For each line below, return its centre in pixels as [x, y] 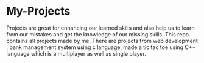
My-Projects [38, 11]
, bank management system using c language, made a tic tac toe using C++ [101, 47]
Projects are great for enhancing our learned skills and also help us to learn [100, 28]
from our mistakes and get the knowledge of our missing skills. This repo [98, 34]
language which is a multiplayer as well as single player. [76, 53]
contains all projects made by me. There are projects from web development [102, 41]
